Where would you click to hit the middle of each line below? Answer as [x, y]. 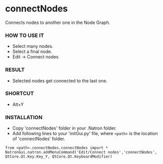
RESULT [15, 70]
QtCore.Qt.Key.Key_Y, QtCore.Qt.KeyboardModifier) [59, 157]
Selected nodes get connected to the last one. [60, 81]
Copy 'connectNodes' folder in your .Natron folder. [65, 128]
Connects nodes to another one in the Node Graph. [58, 22]
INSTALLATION [24, 117]
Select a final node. [32, 52]
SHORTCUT [19, 94]
